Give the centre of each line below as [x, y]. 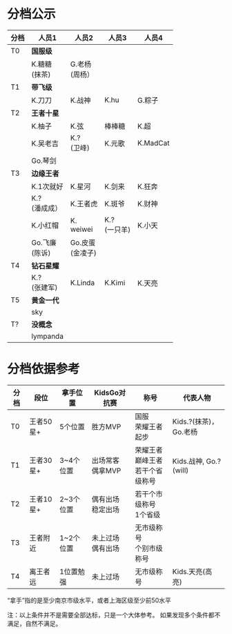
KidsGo [107, 393]
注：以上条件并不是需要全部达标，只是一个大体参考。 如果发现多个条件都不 [114, 615]
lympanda [48, 336]
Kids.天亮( [189, 571]
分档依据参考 [44, 369]
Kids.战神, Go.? [196, 461]
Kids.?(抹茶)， [195, 422]
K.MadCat [153, 143]
